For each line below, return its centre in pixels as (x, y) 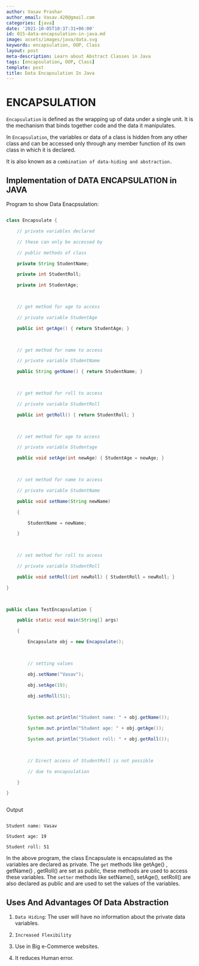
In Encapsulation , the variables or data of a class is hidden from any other (97, 137)
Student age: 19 (26, 837)
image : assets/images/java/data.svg (52, 40)
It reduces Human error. (44, 958)
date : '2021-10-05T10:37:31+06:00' (50, 28)
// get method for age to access (59, 307)
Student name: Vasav (32, 826)
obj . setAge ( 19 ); (48, 685)
